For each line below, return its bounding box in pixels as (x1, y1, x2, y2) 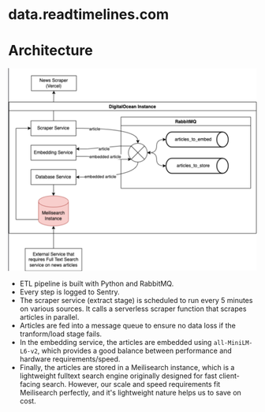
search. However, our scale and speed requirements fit (42, 379, 221, 388)
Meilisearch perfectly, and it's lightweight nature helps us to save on (19, 388, 242, 397)
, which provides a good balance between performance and (37, 346, 233, 355)
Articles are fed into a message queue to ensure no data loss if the (19, 320, 237, 330)
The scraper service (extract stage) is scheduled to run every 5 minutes (19, 295, 253, 305)
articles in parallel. (19, 312, 80, 321)
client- (218, 371, 241, 380)
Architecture (8, 42, 93, 60)
